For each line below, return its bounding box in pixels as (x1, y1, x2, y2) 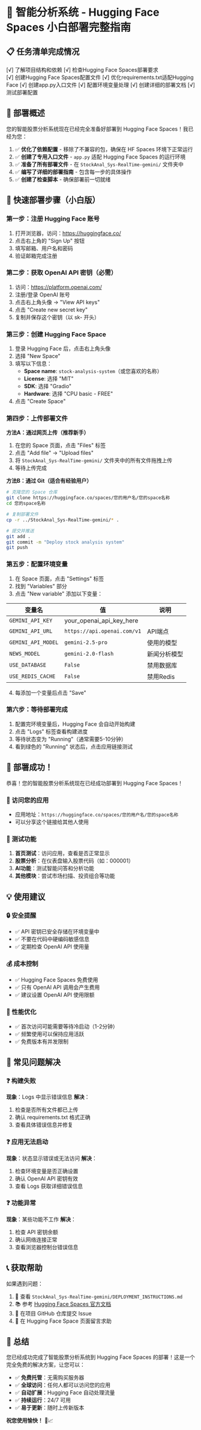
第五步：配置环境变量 (6, 560, 68, 568)
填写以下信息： (14, 360, 52, 368)
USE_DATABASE (9, 661, 47, 668)
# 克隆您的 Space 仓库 (6, 489, 58, 495)
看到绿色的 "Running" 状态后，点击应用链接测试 (14, 742, 133, 750)
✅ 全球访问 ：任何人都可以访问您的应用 (14, 1381, 111, 1389)
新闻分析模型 (146, 650, 184, 658)
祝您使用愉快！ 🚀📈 (6, 1417, 54, 1424)
